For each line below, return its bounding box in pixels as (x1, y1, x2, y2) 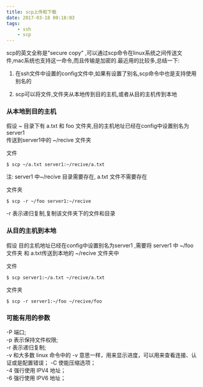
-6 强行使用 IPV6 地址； (6, 374, 66, 382)
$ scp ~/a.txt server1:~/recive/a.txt (6, 161, 105, 168)
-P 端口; (6, 328, 26, 336)
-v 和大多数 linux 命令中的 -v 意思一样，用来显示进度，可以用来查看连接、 (6, 352, 192, 359)
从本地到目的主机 (6, 108, 57, 116)
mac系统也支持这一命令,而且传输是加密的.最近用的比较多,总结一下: (13, 57, 180, 64)
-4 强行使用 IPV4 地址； (6, 367, 66, 374)
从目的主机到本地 (6, 227, 57, 235)
